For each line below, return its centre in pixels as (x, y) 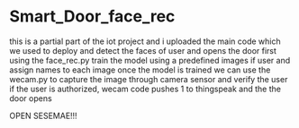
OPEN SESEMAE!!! (44, 115)
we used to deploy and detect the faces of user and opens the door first (143, 50)
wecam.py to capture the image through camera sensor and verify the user (149, 79)
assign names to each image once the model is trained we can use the (140, 70)
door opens (31, 98)
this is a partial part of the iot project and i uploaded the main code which (145, 41)
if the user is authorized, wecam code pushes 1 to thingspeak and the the (145, 89)
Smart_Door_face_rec (92, 17)
